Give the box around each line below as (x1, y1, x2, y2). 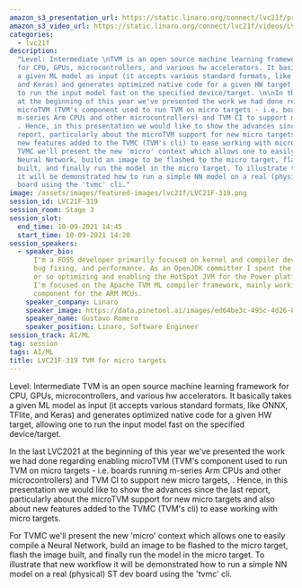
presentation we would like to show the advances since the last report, (9, 484, 271, 494)
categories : (9, 30, 54, 39)
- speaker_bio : (17, 247, 75, 256)
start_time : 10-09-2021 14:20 (17, 230, 130, 239)
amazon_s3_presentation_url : (9, 13, 119, 22)
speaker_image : (25, 306, 83, 315)
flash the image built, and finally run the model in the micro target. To (9, 549, 265, 560)
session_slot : (9, 213, 63, 223)
